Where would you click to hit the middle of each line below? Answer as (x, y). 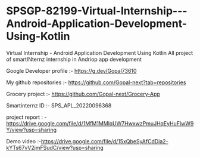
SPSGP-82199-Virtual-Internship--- (97, 11)
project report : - (26, 117)
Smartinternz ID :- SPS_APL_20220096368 (59, 105)
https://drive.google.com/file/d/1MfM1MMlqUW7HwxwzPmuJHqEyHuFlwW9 (100, 123)
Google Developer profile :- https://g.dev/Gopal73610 (71, 70)
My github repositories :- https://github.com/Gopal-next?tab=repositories (96, 82)
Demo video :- (24, 141)
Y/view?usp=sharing (32, 130)
